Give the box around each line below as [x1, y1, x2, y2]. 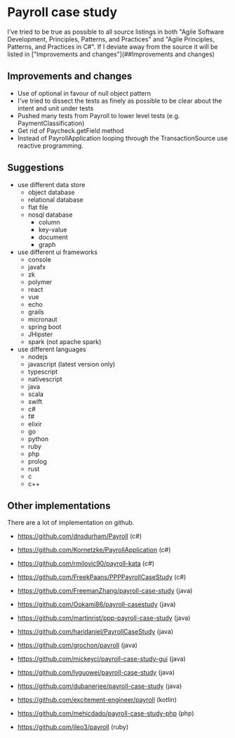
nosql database [27, 210, 73, 219]
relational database [27, 195, 83, 204]
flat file [27, 203, 48, 211]
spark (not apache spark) [27, 337, 102, 345]
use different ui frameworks [17, 248, 98, 256]
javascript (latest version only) [27, 360, 116, 368]
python [27, 434, 49, 443]
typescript [27, 367, 58, 376]
